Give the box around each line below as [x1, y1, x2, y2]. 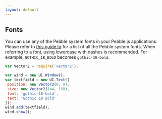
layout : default [5, 7, 39, 12]
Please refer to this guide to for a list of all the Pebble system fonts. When [5, 44, 156, 50]
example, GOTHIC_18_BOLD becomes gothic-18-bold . [5, 54, 110, 60]
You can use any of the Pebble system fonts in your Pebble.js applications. [5, 39, 158, 44]
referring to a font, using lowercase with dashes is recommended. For [5, 49, 148, 55]
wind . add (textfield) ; [5, 105, 50, 110]
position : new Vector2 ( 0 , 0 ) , [7, 82, 70, 87]
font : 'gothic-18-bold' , [7, 91, 58, 96]
